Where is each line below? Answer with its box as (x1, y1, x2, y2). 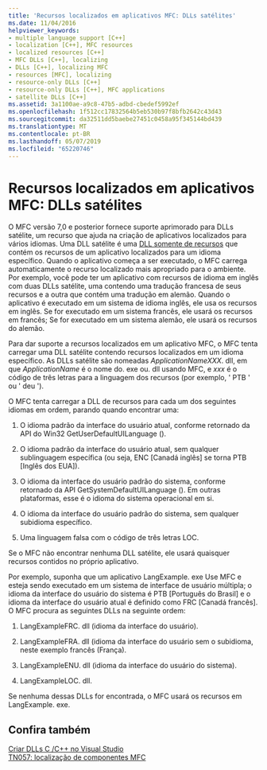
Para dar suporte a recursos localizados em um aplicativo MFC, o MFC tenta (8, 339, 258, 348)
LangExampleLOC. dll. (19, 676, 93, 686)
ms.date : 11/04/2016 (8, 19, 77, 27)
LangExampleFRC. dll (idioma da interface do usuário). (19, 621, 199, 631)
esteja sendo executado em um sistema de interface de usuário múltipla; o (8, 581, 253, 590)
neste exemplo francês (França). (19, 645, 127, 655)
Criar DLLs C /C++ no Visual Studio (8, 745, 124, 754)
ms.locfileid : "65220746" (8, 145, 94, 153)
